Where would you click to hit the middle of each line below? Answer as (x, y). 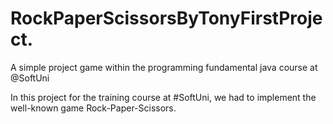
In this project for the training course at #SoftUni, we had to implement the (163, 97)
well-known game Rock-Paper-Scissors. (93, 108)
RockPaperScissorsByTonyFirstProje (166, 18)
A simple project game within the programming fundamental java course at (164, 67)
